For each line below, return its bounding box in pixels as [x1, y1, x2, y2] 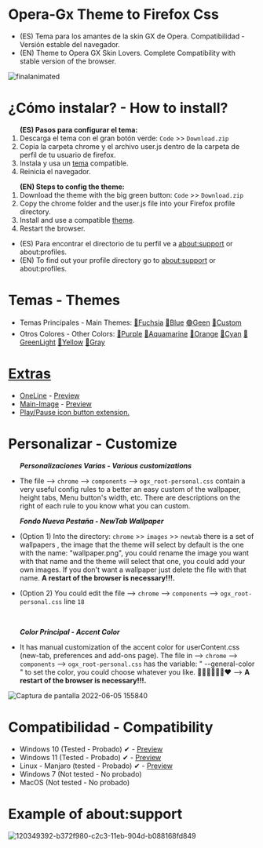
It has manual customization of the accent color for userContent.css [19, 642, 240, 652]
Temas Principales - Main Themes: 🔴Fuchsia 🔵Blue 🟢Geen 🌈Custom [19, 318, 242, 327]
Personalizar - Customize [8, 435, 178, 453]
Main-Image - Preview [19, 399, 92, 409]
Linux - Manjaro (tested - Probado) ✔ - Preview [19, 761, 173, 770]
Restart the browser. [19, 224, 86, 233]
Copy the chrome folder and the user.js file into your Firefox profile [19, 198, 236, 208]
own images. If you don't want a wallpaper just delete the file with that [19, 565, 247, 574]
